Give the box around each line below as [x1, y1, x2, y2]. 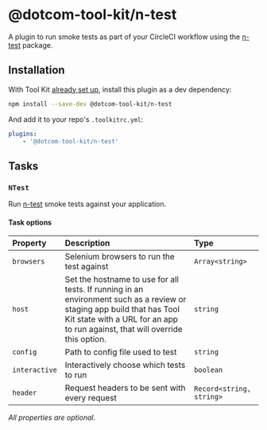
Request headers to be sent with [64, 382, 186, 393]
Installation [8, 64, 65, 77]
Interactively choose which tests [64, 360, 186, 371]
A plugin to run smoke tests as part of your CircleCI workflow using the [8, 32, 241, 41]
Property [12, 237, 47, 248]
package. [22, 40, 53, 49]
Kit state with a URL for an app [64, 314, 179, 325]
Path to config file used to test [64, 346, 177, 358]
